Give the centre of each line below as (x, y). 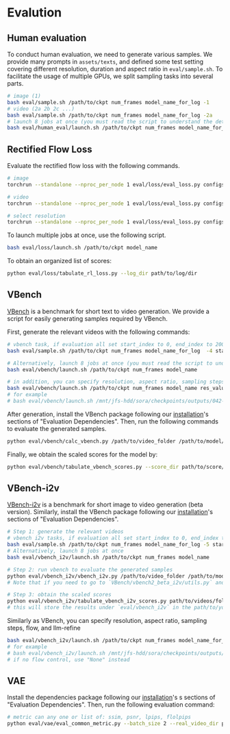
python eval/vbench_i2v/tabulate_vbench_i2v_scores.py (87, 601)
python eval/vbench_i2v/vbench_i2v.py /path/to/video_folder (96, 576)
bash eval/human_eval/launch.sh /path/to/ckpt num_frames (91, 128)
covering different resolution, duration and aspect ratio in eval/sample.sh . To (115, 69)
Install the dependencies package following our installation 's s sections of (111, 698)
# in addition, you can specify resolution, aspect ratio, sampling (107, 382)
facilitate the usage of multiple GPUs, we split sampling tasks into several (110, 76)
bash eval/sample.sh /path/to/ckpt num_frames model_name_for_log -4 (110, 351)
